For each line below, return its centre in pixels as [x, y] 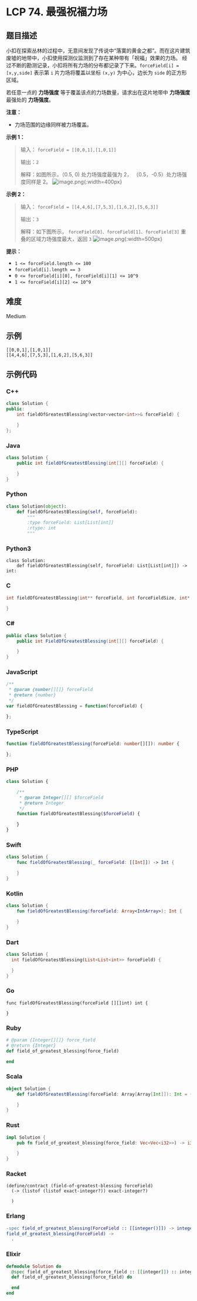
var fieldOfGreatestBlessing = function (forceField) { [74, 706]
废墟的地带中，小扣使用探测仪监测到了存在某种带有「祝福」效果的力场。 [93, 58]
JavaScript [22, 672]
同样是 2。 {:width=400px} [74, 182]
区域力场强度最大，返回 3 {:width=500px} [97, 239]
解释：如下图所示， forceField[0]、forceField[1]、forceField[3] [100, 231]
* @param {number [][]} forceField [51, 690]
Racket [16, 1174]
